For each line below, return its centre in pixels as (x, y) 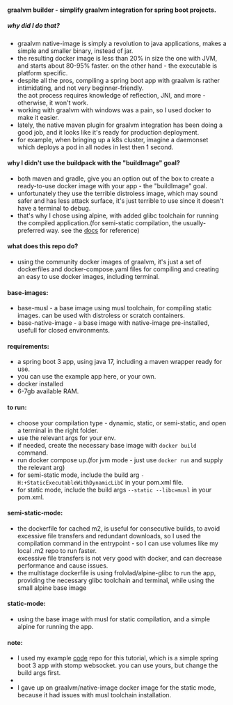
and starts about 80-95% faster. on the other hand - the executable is (117, 66)
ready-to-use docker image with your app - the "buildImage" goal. (112, 185)
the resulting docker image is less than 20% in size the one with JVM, (117, 58)
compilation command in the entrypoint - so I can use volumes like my (118, 543)
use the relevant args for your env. (66, 438)
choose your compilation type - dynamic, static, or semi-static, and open (122, 423)
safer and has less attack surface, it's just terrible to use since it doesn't (120, 200)
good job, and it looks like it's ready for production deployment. (108, 132)
